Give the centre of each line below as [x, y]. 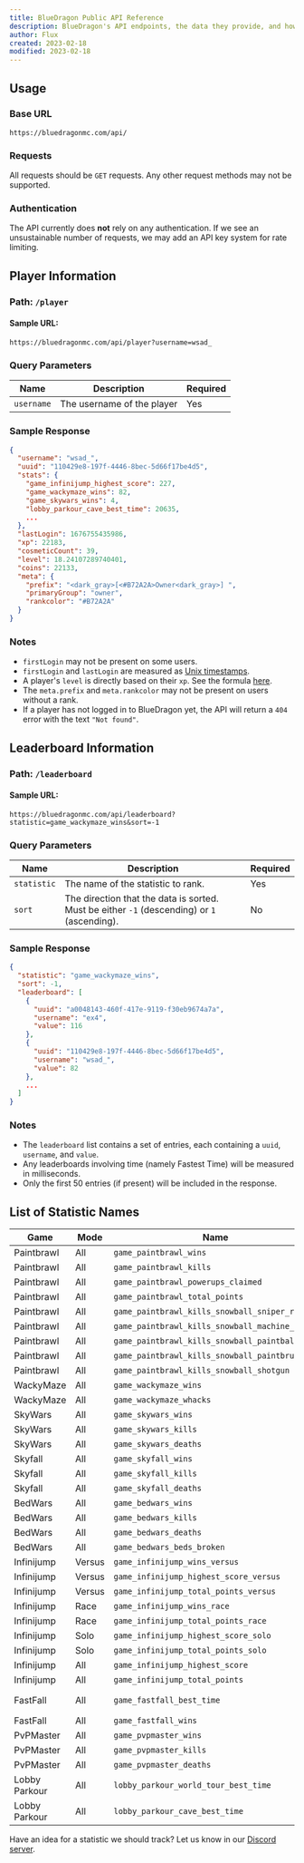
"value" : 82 [56, 1068]
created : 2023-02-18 [48, 43]
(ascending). [92, 921]
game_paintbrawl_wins [160, 1253]
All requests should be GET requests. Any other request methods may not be [151, 175]
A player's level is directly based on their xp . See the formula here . [147, 681]
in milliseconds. [52, 1174]
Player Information [63, 276]
